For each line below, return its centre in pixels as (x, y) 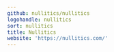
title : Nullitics (32, 32)
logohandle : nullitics (39, 20)
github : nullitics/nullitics (48, 13)
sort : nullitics (30, 26)
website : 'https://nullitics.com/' (58, 38)
